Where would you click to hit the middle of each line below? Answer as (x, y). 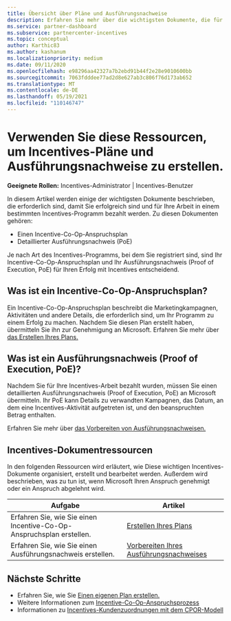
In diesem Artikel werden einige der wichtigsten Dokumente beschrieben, (111, 199)
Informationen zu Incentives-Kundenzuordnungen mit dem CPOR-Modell (120, 610)
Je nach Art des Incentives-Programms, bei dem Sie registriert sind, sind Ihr (115, 255)
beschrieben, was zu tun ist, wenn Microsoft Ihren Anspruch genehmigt (109, 481)
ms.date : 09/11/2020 (37, 65)
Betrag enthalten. (32, 415)
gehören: (20, 220)
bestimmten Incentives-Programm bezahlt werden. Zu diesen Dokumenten (113, 213)
